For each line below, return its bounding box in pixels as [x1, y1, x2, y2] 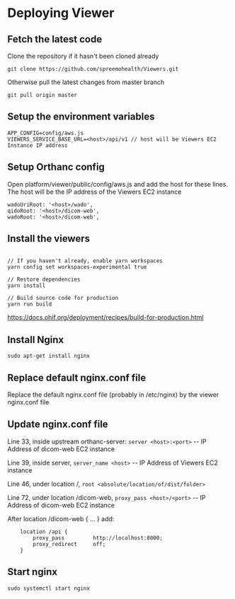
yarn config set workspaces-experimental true [7, 264, 147, 271]
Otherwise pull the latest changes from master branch [7, 78, 165, 86]
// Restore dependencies [7, 276, 81, 284]
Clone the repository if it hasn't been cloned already [7, 52, 159, 60]
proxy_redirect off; [33, 540, 106, 547]
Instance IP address [7, 141, 69, 149]
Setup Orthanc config [7, 161, 105, 173]
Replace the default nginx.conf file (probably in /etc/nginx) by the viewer [7, 390, 219, 399]
